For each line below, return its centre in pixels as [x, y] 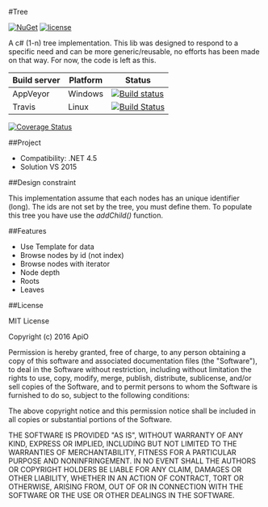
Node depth [40, 273]
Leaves [32, 289]
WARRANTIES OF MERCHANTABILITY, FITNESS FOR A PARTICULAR [122, 452]
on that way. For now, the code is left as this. [82, 60]
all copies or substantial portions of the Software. [90, 419]
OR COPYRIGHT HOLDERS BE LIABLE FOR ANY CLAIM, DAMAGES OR [125, 469]
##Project [25, 142]
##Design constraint [42, 182]
